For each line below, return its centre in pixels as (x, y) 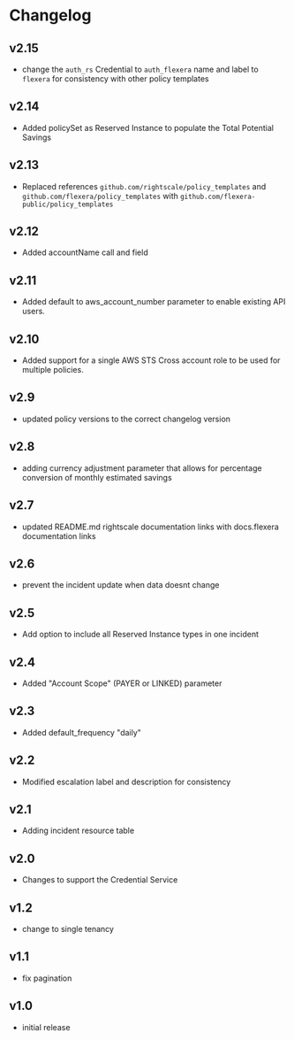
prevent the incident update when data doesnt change (121, 585)
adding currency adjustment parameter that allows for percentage (142, 468)
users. (34, 312)
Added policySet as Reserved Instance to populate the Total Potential (147, 127)
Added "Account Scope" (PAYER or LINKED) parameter (122, 683)
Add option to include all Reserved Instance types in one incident (140, 635)
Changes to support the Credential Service (100, 880)
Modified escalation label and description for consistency (126, 782)
